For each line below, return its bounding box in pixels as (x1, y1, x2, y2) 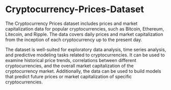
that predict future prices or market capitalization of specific (5, 73, 132, 79)
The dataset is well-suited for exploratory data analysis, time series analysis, (5, 46, 166, 52)
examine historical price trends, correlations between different (5, 57, 136, 63)
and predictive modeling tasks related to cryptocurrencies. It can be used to (5, 52, 165, 58)
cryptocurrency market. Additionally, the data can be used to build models (5, 68, 162, 74)
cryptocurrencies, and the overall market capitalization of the (5, 63, 134, 69)
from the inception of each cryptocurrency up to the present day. (5, 37, 142, 43)
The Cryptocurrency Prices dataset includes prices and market (5, 20, 138, 26)
